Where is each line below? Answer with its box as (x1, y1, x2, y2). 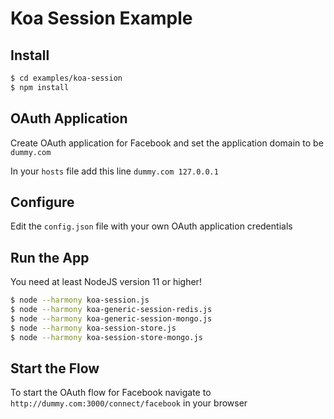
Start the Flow (10, 360, 100, 377)
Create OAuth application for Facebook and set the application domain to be (10, 137, 324, 149)
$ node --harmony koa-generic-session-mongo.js (10, 313, 213, 324)
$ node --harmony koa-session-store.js (10, 323, 177, 333)
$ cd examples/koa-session (10, 73, 123, 83)
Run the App (10, 249, 90, 266)
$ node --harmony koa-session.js (10, 295, 150, 306)
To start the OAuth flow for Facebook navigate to (10, 387, 212, 399)
